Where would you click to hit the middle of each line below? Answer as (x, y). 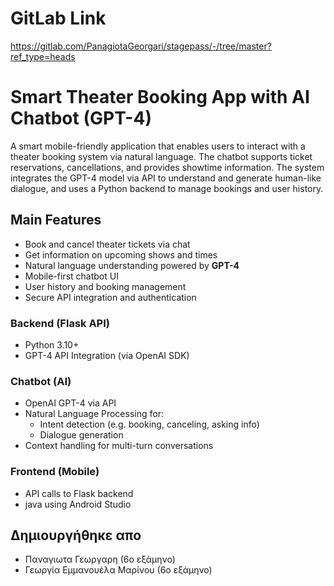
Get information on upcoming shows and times (121, 254)
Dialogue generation (81, 435)
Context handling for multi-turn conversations (119, 446)
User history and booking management (105, 286)
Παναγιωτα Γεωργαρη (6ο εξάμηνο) (100, 559)
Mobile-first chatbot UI (71, 276)
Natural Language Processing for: (94, 414)
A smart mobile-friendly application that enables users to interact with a (158, 146)
